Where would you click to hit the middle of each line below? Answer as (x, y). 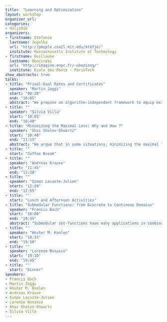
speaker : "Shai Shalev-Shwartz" (43, 130)
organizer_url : (21, 19)
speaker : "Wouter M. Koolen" (40, 233)
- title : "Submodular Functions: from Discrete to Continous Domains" (80, 205)
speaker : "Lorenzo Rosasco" (39, 251)
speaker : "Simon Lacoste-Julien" (44, 182)
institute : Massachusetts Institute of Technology (63, 51)
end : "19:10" (23, 242)
